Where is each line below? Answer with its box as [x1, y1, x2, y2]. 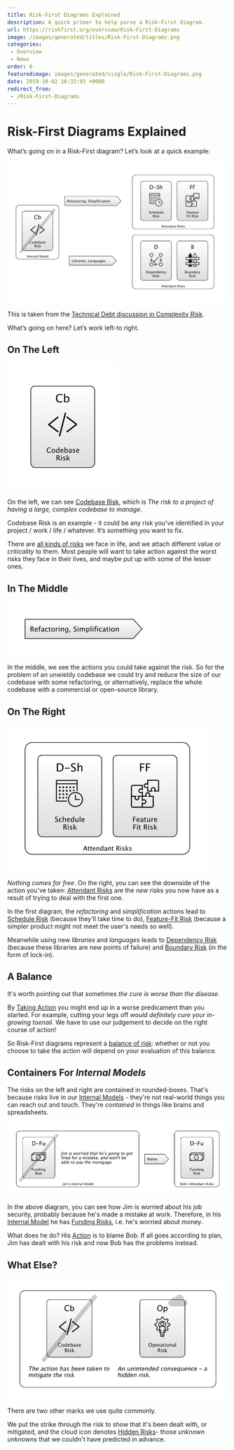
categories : [7, 41, 42, 48]
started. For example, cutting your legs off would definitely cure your [7, 1010, 205, 1019]
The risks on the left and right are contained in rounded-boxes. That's [7, 1085, 209, 1094]
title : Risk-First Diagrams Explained [7, 11, 121, 18]
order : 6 [7, 63, 33, 70]
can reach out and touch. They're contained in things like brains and [7, 1100, 205, 1108]
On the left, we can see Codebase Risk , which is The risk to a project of [7, 498, 214, 506]
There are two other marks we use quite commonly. [7, 1407, 156, 1415]
